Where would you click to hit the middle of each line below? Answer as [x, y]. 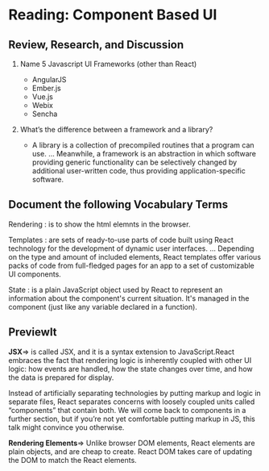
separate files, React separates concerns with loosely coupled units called [132, 402]
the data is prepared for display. [61, 377]
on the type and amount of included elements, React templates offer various [135, 256]
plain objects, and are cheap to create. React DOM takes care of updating [130, 451]
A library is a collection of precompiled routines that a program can [143, 145]
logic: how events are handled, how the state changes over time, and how [130, 369]
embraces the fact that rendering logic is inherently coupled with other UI [130, 360]
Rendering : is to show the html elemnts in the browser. [99, 224]
